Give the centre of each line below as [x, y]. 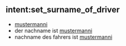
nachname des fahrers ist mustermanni [63, 37]
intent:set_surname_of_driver [63, 10]
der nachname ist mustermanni [53, 30]
